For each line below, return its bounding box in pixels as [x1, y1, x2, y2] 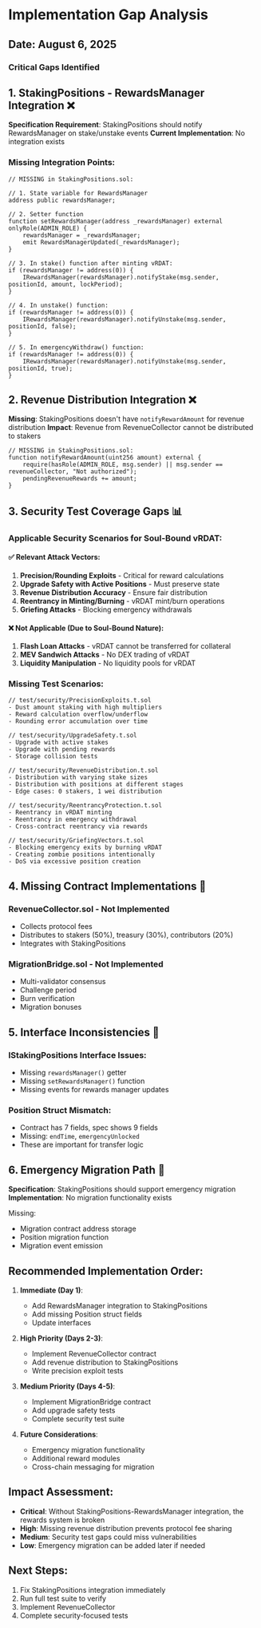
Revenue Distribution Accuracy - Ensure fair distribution [19, 587, 208, 597]
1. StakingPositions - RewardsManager [8, 86, 205, 99]
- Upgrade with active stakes [8, 738, 109, 746]
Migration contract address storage [19, 1224, 137, 1234]
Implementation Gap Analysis [8, 6, 209, 24]
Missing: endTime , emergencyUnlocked [19, 1132, 140, 1141]
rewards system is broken [19, 1515, 105, 1525]
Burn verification [19, 994, 75, 1003]
